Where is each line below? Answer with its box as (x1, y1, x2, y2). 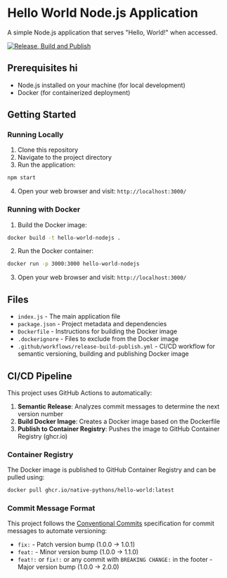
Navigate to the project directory (17, 153, 112, 162)
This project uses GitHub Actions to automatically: (7, 388, 153, 397)
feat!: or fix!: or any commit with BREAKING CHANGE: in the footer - (17, 555, 213, 564)
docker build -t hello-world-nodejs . (7, 234, 121, 241)
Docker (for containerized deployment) (17, 88, 131, 96)
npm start (7, 174, 37, 181)
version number (17, 409, 64, 418)
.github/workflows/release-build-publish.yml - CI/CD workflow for (17, 342, 216, 351)
